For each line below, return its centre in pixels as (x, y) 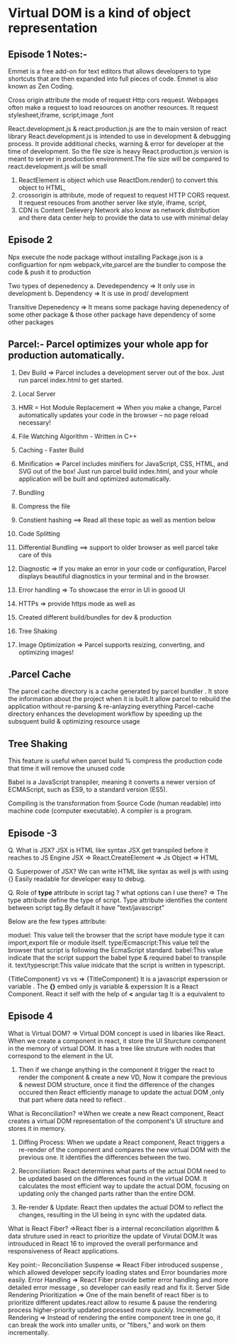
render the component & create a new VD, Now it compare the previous (123, 1077)
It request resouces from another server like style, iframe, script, (113, 203)
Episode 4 (31, 1016)
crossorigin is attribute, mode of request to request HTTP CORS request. (124, 195)
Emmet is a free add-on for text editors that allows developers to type (109, 71)
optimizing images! (46, 652)
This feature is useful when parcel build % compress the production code (115, 761)
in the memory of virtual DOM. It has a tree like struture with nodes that (112, 1048)
